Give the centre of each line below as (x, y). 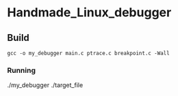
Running (22, 70)
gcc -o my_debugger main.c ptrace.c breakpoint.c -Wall (88, 53)
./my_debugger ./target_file (45, 85)
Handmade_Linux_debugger (89, 13)
